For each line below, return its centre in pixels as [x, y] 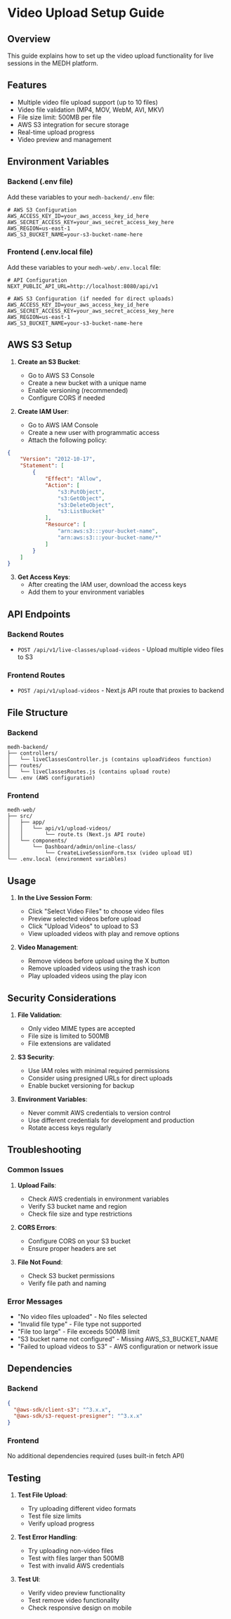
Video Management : [48, 947]
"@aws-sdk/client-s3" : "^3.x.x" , [62, 1410]
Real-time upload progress [56, 132]
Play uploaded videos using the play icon [87, 976]
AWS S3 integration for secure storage [73, 124]
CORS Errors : [37, 1227]
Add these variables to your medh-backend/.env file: [81, 197]
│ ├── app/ [26, 822]
